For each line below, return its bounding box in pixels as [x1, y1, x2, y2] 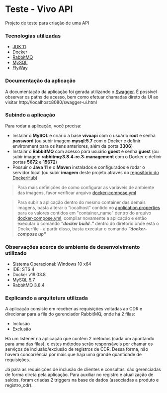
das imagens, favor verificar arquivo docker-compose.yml [17, 190, 137, 196]
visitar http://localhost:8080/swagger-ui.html [5, 99, 97, 105]
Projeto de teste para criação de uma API [5, 20, 89, 26]
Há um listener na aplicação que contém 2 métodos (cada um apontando [5, 336, 155, 342]
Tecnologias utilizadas [5, 32, 61, 39]
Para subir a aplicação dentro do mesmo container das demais [17, 199, 146, 205]
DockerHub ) [12, 175, 38, 181]
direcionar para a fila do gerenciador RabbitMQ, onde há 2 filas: [5, 311, 135, 317]
